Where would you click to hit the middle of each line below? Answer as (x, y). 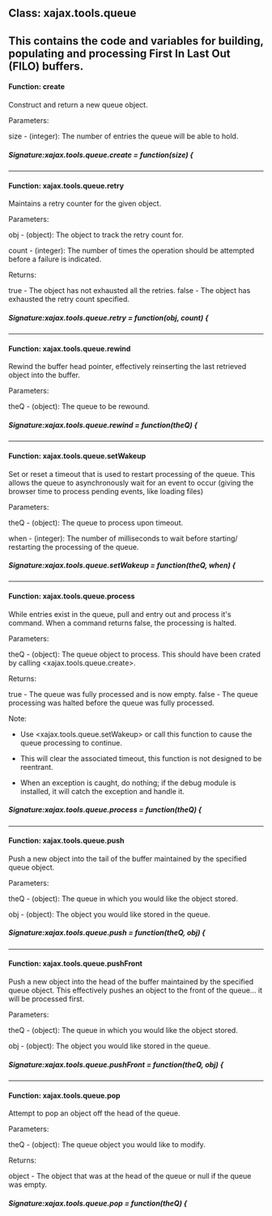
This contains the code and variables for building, (136, 41)
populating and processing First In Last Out (119, 53)
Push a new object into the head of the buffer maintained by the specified (131, 982)
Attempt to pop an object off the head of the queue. (94, 1113)
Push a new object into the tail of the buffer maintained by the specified (127, 858)
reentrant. (37, 767)
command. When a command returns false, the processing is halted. (123, 623)
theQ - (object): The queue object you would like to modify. (107, 1145)
